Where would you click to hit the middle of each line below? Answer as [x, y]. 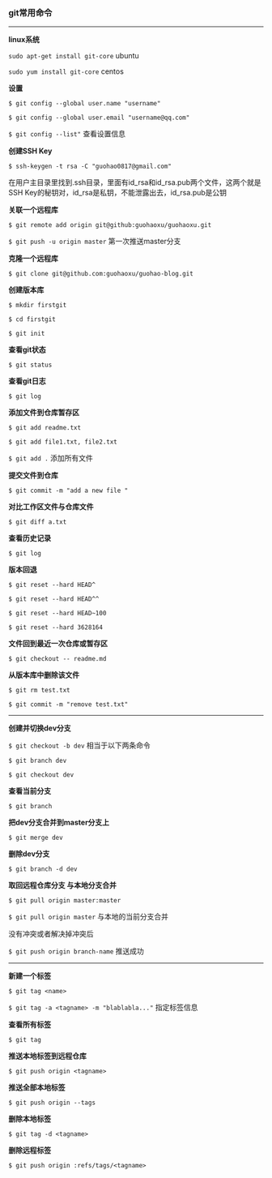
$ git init [27, 334]
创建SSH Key [30, 151]
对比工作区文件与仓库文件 [51, 507]
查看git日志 [27, 381]
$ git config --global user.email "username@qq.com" [99, 118]
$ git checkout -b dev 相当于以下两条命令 [80, 745]
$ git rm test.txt [39, 691]
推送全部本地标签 [37, 1087]
